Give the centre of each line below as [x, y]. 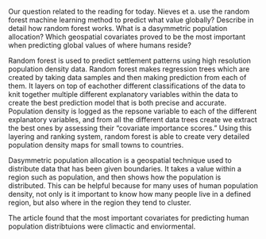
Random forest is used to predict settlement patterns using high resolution [130, 60]
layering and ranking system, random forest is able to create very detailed [129, 137]
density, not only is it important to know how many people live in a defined [130, 194]
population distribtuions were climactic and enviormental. [102, 226]
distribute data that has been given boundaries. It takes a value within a [125, 169]
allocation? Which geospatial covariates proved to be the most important [127, 37]
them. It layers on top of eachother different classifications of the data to [127, 86]
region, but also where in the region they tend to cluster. [100, 202]
